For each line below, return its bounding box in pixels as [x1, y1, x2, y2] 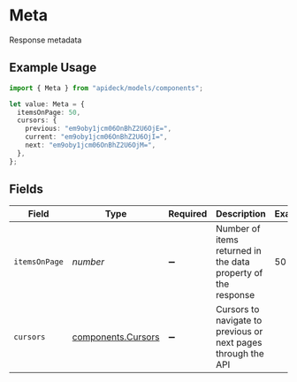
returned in [215, 245, 263, 257]
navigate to [215, 315, 263, 327]
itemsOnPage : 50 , [17, 108, 81, 117]
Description [215, 208, 267, 220]
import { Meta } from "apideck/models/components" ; [9, 83, 203, 93]
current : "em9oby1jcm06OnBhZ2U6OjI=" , [25, 133, 168, 141]
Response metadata [9, 34, 82, 45]
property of [215, 267, 263, 279]
